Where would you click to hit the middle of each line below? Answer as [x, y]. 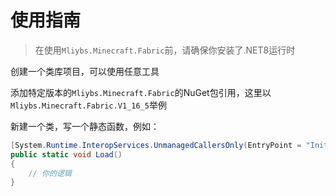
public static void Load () [66, 154]
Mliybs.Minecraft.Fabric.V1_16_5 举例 [88, 105]
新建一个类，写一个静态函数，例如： [85, 126]
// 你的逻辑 [50, 173]
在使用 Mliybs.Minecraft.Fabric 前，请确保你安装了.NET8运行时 [165, 50]
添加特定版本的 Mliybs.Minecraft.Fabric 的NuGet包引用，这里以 [141, 92]
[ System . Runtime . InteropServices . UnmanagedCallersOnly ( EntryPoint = [156, 145]
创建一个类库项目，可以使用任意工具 [85, 71]
